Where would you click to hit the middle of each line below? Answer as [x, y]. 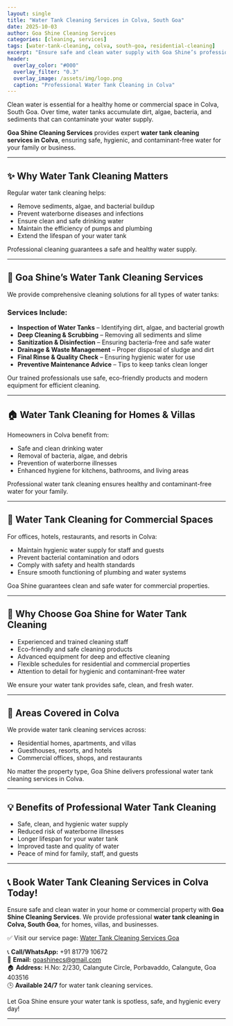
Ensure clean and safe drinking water [70, 221]
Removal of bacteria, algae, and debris [72, 456]
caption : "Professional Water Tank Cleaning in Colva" [94, 85]
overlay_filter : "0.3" [46, 72]
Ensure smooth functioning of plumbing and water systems [102, 572]
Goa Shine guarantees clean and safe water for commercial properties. [109, 586]
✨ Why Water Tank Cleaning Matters [88, 176]
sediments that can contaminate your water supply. [80, 120]
